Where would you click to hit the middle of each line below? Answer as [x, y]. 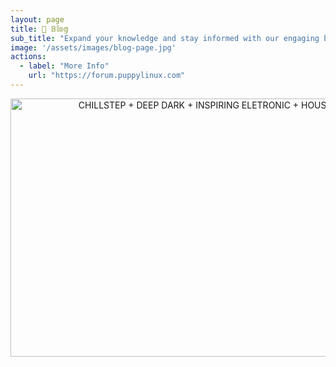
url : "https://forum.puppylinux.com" [107, 76]
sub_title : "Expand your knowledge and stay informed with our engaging [165, 38]
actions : [28, 57]
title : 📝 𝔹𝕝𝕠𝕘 [40, 29]
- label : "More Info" [64, 66]
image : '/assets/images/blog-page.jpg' [93, 47]
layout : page [37, 19]
